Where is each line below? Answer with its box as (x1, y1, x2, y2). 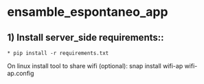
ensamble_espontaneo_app (7, 4, 168, 20)
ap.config (7, 70, 34, 77)
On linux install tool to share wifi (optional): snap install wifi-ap (7, 62, 183, 70)
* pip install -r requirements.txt (7, 50, 109, 56)
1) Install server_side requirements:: (7, 32, 164, 43)
